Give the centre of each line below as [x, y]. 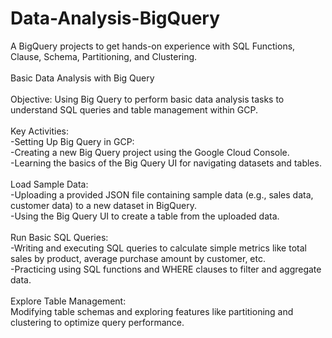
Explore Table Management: [68, 301]
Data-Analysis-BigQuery [115, 18]
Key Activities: [39, 131]
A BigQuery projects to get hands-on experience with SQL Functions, [153, 46]
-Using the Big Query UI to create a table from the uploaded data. [145, 216]
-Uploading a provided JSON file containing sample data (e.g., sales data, [162, 194]
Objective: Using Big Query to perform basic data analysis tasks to [147, 99]
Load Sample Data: [49, 184]
